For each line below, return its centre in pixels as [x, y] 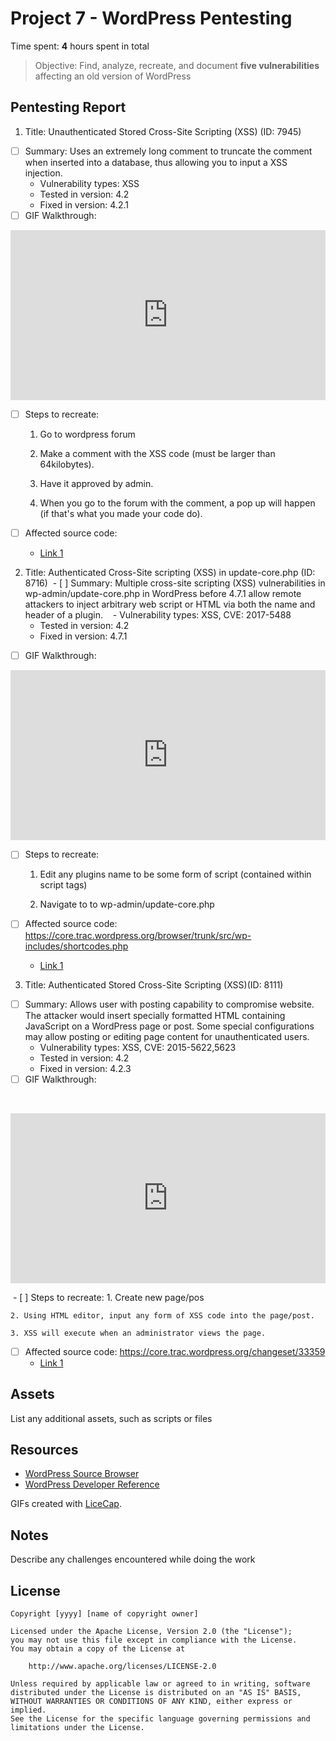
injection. [43, 173]
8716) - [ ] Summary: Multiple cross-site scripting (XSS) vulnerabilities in [175, 583]
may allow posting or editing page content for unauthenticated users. [167, 1036]
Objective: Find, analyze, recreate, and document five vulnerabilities [177, 65]
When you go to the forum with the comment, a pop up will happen [177, 503]
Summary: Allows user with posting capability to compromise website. [169, 1004]
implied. [28, 1710]
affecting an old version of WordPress [113, 76]
